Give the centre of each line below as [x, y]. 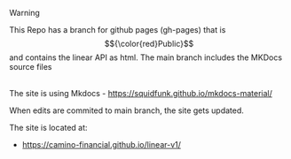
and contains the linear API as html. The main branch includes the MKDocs [145, 57]
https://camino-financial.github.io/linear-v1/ [102, 144]
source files [31, 67]
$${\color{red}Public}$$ [149, 44]
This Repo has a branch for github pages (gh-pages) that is [118, 30]
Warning [24, 13]
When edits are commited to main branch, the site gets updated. [126, 110]
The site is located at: [48, 128]
